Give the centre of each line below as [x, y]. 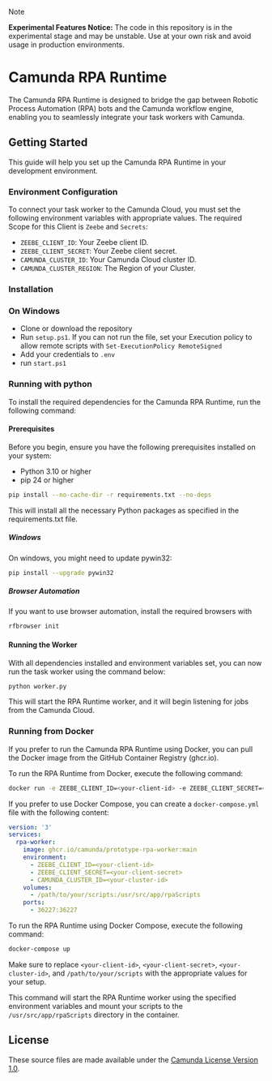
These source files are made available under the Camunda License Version [134, 1060]
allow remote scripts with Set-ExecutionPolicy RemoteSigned [121, 346]
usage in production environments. [66, 45]
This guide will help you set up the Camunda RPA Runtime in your [117, 162]
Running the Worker [43, 645]
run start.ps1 [43, 363]
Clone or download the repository [76, 328]
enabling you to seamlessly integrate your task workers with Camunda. [127, 117]
